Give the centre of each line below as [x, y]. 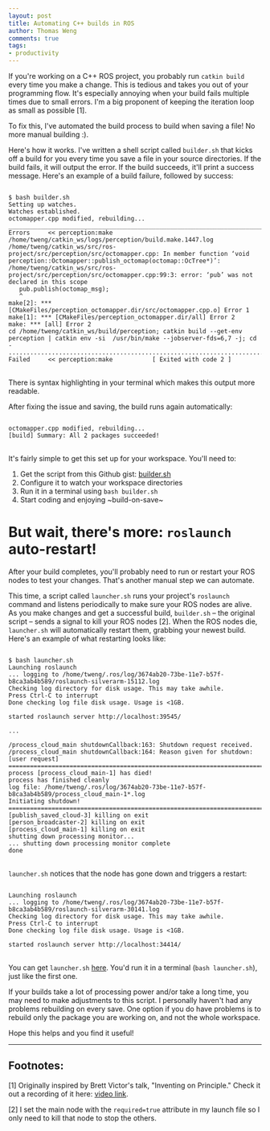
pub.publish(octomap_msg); [64, 289]
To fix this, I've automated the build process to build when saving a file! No [132, 126]
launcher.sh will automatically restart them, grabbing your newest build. [127, 629]
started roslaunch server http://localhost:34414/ [95, 944]
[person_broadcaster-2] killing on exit [77, 822]
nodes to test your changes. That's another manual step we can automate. [131, 580]
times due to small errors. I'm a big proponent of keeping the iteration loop [131, 102]
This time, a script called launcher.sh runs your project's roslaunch [119, 596]
